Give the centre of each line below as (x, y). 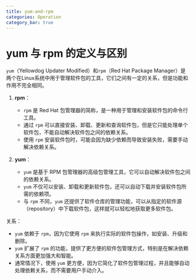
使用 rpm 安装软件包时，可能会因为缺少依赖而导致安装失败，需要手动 (106, 140)
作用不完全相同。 (27, 85)
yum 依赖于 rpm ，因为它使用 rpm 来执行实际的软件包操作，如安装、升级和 (101, 234)
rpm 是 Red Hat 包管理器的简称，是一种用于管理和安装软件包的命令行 (106, 110)
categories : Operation (34, 17)
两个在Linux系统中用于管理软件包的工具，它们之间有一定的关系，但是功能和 (97, 78)
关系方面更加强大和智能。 (45, 256)
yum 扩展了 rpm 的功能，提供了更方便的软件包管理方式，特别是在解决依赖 (102, 248)
